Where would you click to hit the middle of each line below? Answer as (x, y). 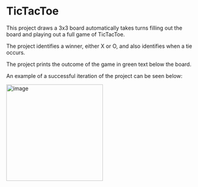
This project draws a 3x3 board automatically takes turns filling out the (94, 28)
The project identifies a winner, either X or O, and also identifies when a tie (99, 46)
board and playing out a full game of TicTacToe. (66, 34)
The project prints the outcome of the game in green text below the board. (99, 64)
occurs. (16, 52)
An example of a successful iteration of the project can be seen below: (94, 76)
